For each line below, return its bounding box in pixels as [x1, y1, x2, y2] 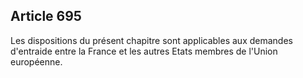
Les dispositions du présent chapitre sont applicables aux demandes [10, 34, 293, 46]
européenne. [10, 55, 63, 68]
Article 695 [10, 8, 82, 25]
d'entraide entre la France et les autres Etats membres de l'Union [10, 45, 278, 57]
